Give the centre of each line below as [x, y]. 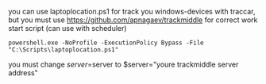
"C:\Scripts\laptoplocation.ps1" [64, 50]
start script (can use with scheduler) [67, 28]
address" [23, 73]
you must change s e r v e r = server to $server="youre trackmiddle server [123, 64]
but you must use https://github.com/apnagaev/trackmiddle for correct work [133, 20]
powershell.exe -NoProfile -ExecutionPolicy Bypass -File [106, 43]
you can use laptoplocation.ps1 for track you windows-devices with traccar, [132, 11]
